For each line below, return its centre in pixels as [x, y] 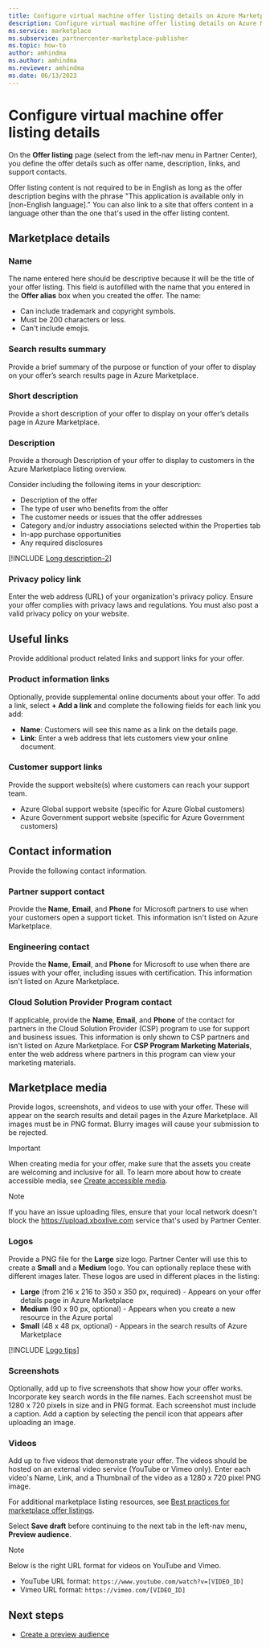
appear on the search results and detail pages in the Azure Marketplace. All [133, 1116]
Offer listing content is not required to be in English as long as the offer [125, 187]
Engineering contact [49, 947]
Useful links [39, 639]
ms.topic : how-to [37, 46]
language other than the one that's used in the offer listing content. [119, 213]
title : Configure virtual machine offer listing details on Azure [122, 16]
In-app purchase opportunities [71, 535]
